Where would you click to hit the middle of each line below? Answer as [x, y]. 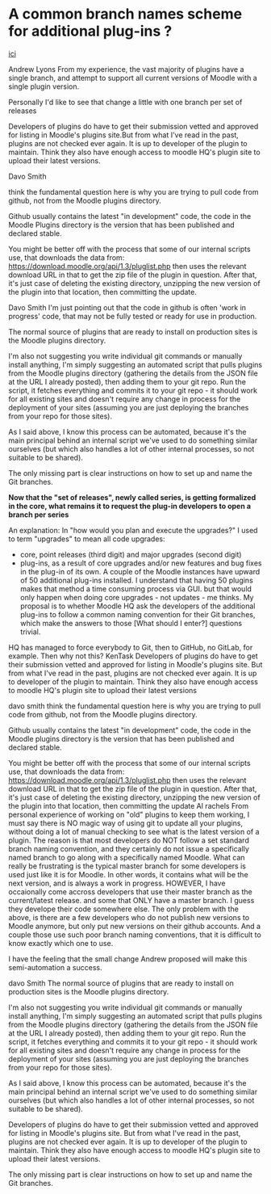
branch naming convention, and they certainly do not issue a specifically [129, 848]
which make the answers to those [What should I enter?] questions [131, 623]
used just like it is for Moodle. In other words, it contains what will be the [128, 874]
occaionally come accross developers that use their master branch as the [130, 891]
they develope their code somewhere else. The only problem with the [124, 909]
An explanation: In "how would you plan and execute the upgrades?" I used [133, 530]
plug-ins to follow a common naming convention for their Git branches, [138, 614]
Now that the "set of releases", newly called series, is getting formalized [132, 497]
